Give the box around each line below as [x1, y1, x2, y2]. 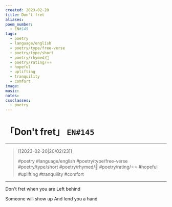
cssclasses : [5, 98, 31, 103]
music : [5, 88, 19, 94]
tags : [5, 31, 17, 36]
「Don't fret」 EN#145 [5, 126, 95, 138]
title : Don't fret [5, 12, 45, 17]
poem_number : [5, 21, 33, 27]
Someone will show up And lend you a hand [5, 196, 98, 202]
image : [5, 83, 19, 88]
